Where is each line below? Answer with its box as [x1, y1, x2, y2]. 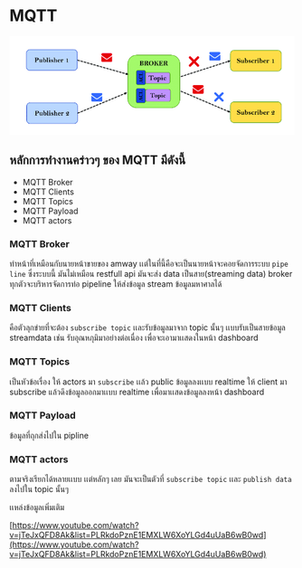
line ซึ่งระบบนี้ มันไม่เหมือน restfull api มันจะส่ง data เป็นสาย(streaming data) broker [9, 268, 293, 279]
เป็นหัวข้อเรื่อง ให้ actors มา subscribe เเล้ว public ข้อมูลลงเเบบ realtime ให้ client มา [9, 376, 288, 387]
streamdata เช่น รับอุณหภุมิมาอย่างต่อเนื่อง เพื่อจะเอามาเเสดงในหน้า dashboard [9, 332, 259, 344]
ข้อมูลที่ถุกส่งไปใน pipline [9, 430, 89, 440]
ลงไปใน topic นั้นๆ [9, 484, 70, 495]
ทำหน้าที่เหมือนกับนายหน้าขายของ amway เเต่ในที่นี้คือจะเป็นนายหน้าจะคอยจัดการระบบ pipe [9, 258, 289, 269]
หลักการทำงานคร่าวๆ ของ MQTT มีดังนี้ [9, 153, 186, 168]
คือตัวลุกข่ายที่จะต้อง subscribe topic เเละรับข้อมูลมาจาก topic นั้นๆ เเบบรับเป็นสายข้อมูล [9, 322, 287, 333]
